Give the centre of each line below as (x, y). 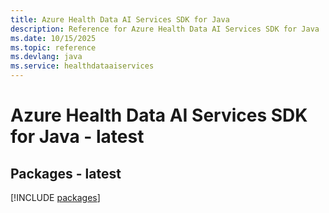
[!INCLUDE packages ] (55, 197)
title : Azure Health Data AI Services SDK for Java (120, 19)
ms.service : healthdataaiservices (82, 66)
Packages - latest (66, 173)
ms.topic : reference (53, 47)
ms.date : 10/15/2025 (53, 38)
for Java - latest (77, 137)
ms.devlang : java (46, 57)
